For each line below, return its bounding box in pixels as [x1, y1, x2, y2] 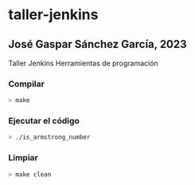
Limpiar [8, 152, 38, 163]
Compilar [8, 78, 45, 89]
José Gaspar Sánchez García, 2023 [8, 37, 187, 51]
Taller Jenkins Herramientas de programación [8, 58, 158, 68]
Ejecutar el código [8, 116, 80, 127]
